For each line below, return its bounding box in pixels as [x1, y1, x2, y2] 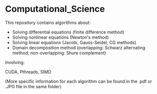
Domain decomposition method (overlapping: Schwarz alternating [12, 45, 146, 50]
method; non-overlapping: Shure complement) [12, 50, 106, 56]
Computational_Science [5, 3, 105, 15]
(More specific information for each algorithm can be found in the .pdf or [5, 78, 152, 84]
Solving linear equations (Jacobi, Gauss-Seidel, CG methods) [12, 39, 136, 45]
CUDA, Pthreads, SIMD [5, 69, 52, 74]
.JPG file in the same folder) [5, 83, 62, 89]
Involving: [5, 59, 25, 65]
